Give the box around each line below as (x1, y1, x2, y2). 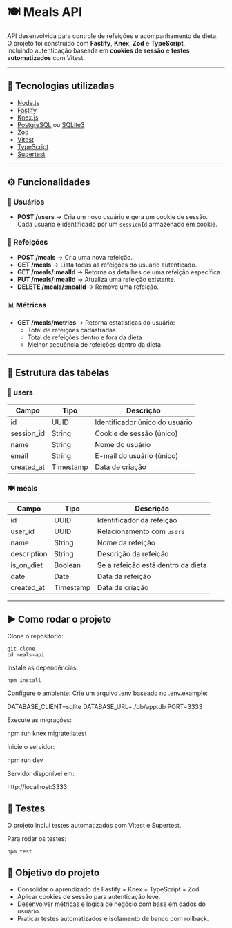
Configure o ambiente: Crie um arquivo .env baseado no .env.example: (7, 689, 209, 697)
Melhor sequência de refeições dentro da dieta (27, 341, 161, 349)
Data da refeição (97, 571, 151, 581)
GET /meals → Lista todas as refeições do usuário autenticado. (17, 261, 197, 269)
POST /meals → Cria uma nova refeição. (17, 253, 133, 261)
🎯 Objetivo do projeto (7, 867, 100, 878)
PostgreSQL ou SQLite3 (17, 120, 85, 129)
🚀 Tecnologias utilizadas (7, 80, 115, 92)
